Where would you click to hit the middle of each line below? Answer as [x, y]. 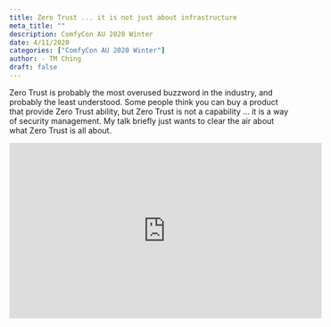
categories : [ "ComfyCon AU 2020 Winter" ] [87, 51]
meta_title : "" [37, 26]
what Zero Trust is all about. [61, 130]
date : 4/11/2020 [39, 42]
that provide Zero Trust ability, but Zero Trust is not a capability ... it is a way [149, 111]
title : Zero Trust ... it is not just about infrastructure [124, 17]
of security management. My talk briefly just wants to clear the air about [142, 120]
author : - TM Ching [46, 59]
